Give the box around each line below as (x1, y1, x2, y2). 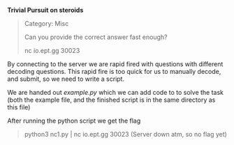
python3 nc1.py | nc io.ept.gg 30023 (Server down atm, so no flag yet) (24, 130, 227, 138)
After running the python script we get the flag (7, 116, 141, 125)
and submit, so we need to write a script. (7, 75, 124, 83)
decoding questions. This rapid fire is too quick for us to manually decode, (7, 68, 221, 75)
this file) (7, 103, 31, 111)
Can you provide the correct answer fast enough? (24, 33, 168, 41)
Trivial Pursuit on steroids (7, 6, 84, 14)
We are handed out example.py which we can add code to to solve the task (7, 89, 224, 96)
